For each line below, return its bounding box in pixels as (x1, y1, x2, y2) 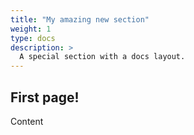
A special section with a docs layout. (19, 52, 186, 62)
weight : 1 (10, 24, 52, 34)
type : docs (10, 33, 56, 43)
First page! (10, 89, 80, 106)
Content (10, 115, 44, 127)
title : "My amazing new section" (10, 14, 150, 25)
